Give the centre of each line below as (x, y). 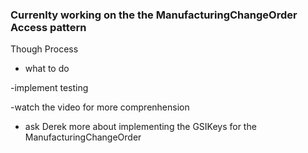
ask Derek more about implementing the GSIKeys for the (140, 127)
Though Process (44, 49)
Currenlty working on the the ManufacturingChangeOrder (154, 15)
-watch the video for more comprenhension (100, 107)
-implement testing (49, 88)
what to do (47, 69)
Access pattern (48, 27)
